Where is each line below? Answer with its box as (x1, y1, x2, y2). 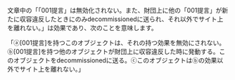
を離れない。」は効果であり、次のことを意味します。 (7, 24, 158, 32)
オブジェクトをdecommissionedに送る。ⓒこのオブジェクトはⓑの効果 (13, 56, 217, 65)
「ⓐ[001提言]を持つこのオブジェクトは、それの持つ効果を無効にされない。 (7, 39, 226, 47)
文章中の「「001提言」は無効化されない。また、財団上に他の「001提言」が (7, 6, 222, 14)
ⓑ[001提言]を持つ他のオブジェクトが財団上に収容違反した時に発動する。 (7, 48, 220, 55)
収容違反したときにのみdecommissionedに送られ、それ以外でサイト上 (19, 15, 224, 23)
